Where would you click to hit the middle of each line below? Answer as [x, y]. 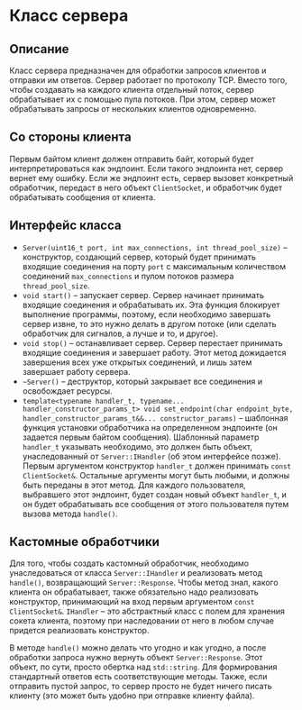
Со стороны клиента [71, 137]
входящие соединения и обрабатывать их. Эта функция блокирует [151, 305]
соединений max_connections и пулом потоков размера [128, 276]
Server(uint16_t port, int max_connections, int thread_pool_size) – [155, 247]
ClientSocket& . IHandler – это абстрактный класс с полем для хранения [147, 611]
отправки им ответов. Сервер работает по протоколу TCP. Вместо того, [148, 80]
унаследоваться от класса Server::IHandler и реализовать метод [136, 573]
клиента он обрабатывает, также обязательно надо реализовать [134, 592]
